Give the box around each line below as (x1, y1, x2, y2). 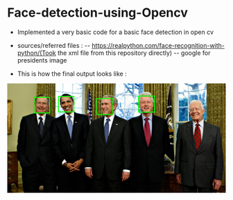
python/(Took (17, 49, 57, 57)
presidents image (17, 56, 67, 64)
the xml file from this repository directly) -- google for (58, 49, 211, 57)
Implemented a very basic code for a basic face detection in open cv (17, 28, 214, 36)
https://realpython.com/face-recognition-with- (92, 41, 225, 49)
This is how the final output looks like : (17, 69, 127, 78)
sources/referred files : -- (17, 41, 91, 49)
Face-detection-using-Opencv (7, 5, 189, 21)
